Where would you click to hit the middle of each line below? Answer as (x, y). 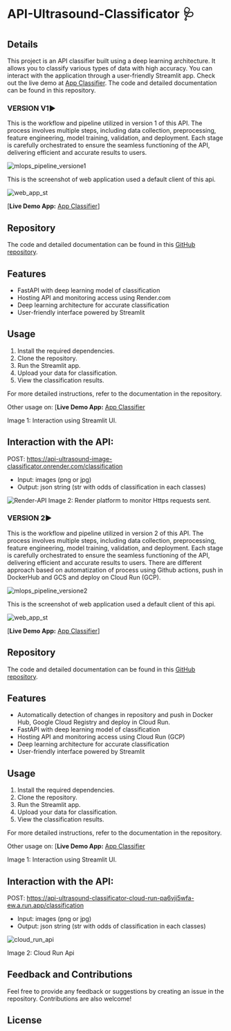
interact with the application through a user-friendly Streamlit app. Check (111, 75)
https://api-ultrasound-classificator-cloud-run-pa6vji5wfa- (111, 898)
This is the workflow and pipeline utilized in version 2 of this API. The (105, 533)
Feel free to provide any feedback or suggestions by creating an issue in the (116, 991)
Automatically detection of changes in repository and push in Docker (115, 715)
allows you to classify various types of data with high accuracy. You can (110, 68)
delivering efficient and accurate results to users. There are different (104, 562)
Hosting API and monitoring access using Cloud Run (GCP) (101, 737)
